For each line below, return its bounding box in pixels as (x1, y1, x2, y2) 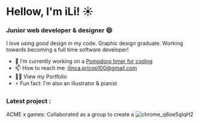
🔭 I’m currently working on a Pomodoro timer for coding (14, 58, 153, 65)
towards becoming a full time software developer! (6, 46, 129, 53)
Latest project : (6, 97, 52, 105)
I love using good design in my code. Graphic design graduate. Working (6, 40, 183, 47)
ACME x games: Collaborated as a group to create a (6, 110, 134, 118)
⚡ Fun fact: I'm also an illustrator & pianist (14, 80, 117, 87)
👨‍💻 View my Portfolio (14, 73, 67, 80)
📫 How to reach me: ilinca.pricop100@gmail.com (14, 65, 137, 72)
